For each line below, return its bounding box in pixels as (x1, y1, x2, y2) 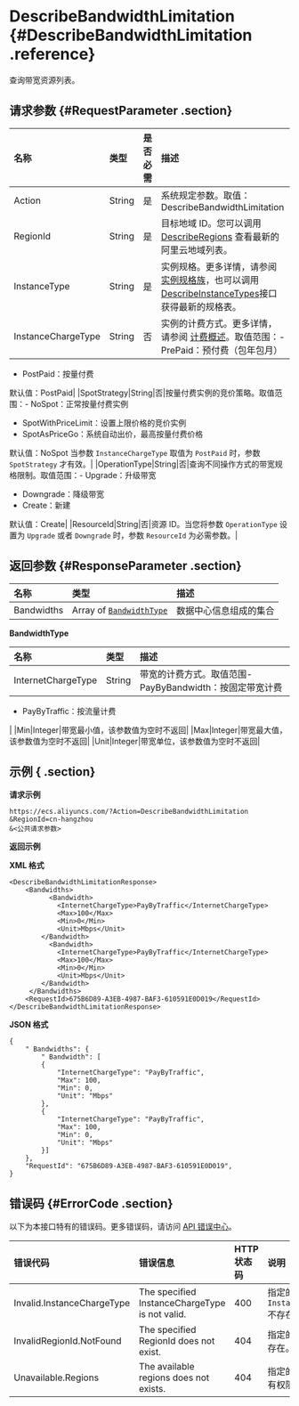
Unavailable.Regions (13, 1371, 100, 1384)
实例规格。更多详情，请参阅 (160, 260, 278, 272)
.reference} (9, 45, 96, 64)
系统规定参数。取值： (160, 189, 251, 201)
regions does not (138, 1371, 210, 1384)
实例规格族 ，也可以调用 (160, 273, 260, 286)
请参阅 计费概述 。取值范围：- (160, 330, 286, 343)
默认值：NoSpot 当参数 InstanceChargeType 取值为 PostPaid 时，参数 (9, 447, 261, 458)
